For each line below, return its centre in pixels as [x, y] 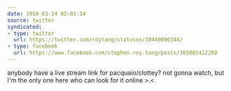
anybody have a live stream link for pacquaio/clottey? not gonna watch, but [116, 72]
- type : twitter [31, 33]
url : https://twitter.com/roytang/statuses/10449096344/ [98, 40]
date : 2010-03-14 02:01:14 [47, 14]
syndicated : [24, 27]
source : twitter [31, 20]
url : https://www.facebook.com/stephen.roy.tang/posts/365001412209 [115, 53]
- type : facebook [33, 46]
